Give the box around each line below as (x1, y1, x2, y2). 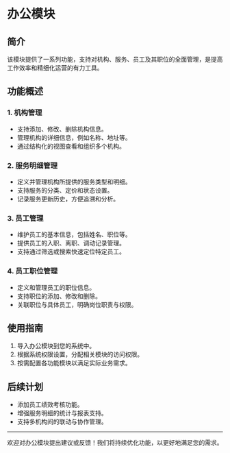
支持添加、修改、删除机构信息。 (16, 125, 107, 133)
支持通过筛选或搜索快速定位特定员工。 (16, 247, 125, 256)
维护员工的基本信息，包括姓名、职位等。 (16, 230, 131, 238)
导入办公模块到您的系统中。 (16, 342, 96, 350)
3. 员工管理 (7, 213, 44, 223)
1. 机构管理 (7, 108, 42, 117)
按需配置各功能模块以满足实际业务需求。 (16, 359, 131, 367)
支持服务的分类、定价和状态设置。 (16, 186, 114, 194)
